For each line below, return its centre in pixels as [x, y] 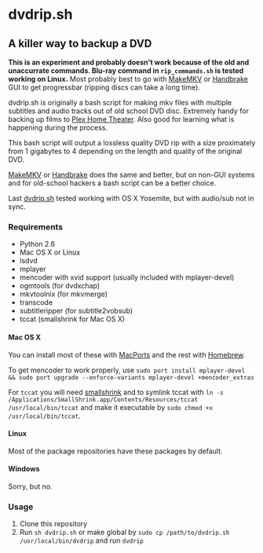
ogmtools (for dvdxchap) [60, 286]
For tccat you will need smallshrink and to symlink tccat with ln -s [116, 392]
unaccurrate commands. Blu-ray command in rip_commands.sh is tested [126, 71]
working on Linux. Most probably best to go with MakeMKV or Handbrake [128, 79]
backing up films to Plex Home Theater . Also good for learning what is [121, 119]
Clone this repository [53, 524]
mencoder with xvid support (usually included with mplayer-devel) [127, 277]
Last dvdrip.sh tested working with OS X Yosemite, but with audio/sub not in [131, 198]
